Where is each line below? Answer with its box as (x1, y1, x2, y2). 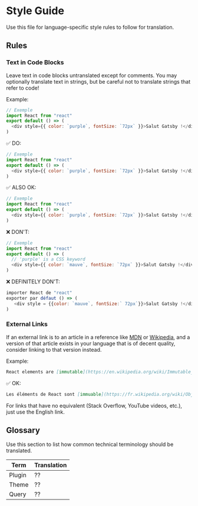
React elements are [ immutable (6, 369, 83, 375)
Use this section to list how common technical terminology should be (6, 441, 174, 448)
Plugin (9, 471, 27, 479)
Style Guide (6, 4, 65, 18)
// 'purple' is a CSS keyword (11, 256, 85, 263)
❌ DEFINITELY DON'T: (6, 278, 60, 285)
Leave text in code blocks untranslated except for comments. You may (6, 72, 177, 79)
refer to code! (6, 84, 39, 91)
